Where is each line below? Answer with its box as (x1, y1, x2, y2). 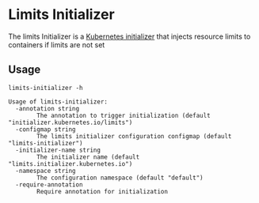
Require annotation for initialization (36, 187, 169, 195)
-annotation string (15, 104, 80, 112)
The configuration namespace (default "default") (36, 174, 204, 182)
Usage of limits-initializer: (8, 97, 109, 106)
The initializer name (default (36, 152, 140, 161)
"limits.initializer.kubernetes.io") (8, 160, 133, 167)
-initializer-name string (15, 146, 101, 154)
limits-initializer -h (8, 84, 83, 92)
